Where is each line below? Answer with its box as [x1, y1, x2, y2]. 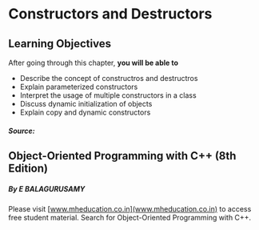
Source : [8, 126, 36, 135]
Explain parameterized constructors [19, 82, 138, 91]
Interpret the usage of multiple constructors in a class [19, 91, 197, 100]
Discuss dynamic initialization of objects [19, 99, 153, 108]
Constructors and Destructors [8, 5, 213, 23]
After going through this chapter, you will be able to [8, 58, 178, 67]
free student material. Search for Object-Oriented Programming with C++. [8, 212, 252, 222]
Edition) [8, 161, 48, 175]
